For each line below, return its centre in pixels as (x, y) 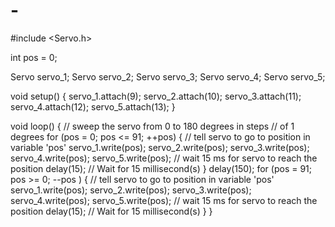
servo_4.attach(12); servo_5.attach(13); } (93, 106)
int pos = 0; (34, 57)
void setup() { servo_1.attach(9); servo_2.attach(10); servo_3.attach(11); (156, 96)
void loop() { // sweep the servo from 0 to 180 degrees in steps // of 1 (152, 126)
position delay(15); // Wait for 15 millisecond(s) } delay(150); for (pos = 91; (161, 168)
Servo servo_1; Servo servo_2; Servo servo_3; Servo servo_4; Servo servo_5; (168, 76)
